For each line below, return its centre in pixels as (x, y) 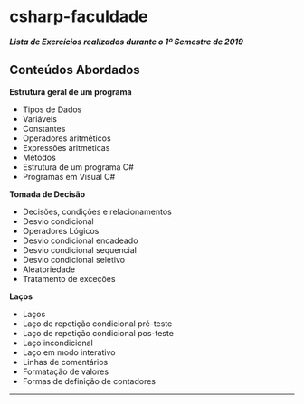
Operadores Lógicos (61, 230)
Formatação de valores (66, 371)
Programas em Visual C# (69, 176)
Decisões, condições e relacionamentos (97, 211)
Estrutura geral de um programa (71, 91)
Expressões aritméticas (66, 147)
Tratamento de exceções (69, 278)
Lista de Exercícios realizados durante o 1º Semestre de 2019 (127, 42)
